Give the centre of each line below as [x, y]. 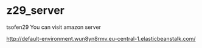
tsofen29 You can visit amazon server [54, 27]
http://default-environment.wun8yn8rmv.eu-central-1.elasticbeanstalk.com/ [101, 38]
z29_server [36, 10]
